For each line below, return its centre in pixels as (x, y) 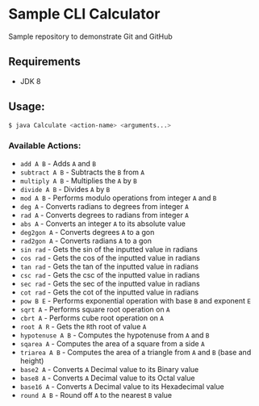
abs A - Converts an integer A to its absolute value (102, 224)
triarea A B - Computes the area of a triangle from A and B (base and (136, 352)
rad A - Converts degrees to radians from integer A (104, 215)
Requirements (44, 62)
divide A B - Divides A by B (65, 189)
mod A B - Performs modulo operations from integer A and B (118, 198)
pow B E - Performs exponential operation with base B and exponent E (136, 300)
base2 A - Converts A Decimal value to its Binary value (109, 369)
